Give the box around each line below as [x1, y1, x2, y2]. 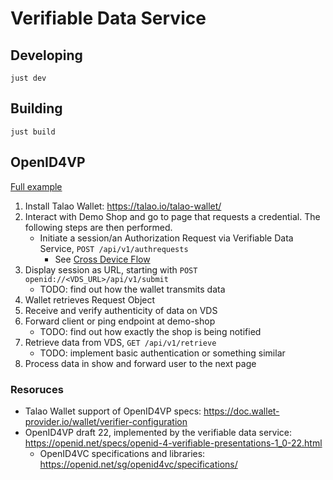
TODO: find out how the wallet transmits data [39, 283, 226, 295]
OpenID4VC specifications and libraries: [39, 447, 206, 459]
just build [10, 127, 56, 137]
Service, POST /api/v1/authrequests [39, 242, 189, 254]
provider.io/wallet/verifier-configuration [24, 415, 188, 427]
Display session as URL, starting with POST [24, 263, 198, 276]
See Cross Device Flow [54, 253, 151, 265]
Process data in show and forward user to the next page [24, 357, 257, 369]
